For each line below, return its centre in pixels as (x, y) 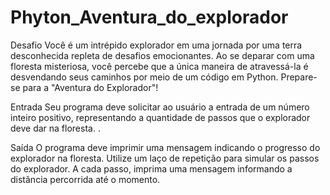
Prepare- (299, 77)
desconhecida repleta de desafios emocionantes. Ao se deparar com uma (162, 55)
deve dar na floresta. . (55, 128)
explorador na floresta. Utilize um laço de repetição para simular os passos (165, 158)
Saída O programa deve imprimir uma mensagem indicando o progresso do (165, 147)
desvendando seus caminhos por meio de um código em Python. (144, 77)
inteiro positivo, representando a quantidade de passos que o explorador (160, 117)
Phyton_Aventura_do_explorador (149, 17)
